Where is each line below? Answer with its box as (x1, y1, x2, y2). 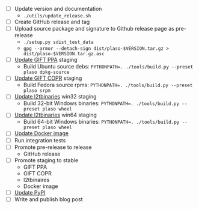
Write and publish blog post (14, 195, 83, 203)
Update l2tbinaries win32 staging (14, 93, 97, 100)
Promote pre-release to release (14, 144, 92, 151)
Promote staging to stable (14, 156, 79, 164)
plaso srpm (23, 88, 51, 94)
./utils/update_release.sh (23, 13, 91, 19)
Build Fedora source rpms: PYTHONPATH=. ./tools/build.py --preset (23, 81, 193, 89)
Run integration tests (14, 136, 66, 144)
